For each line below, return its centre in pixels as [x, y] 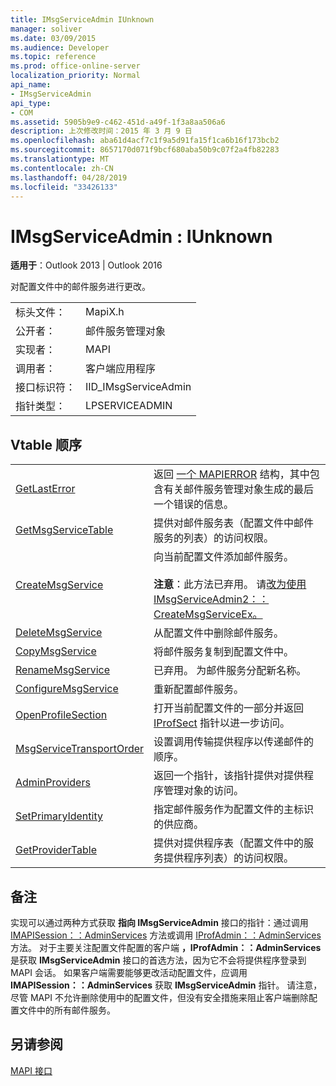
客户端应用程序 [121, 369]
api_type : [31, 103]
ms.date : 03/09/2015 [53, 38]
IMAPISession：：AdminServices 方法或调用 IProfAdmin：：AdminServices [166, 935]
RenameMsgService [63, 670]
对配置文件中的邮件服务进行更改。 [80, 287]
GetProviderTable [56, 850]
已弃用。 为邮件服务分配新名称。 [230, 671]
